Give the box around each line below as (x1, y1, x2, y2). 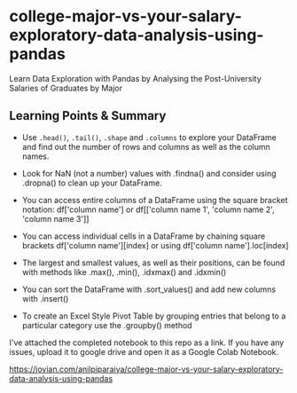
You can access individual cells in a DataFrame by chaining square (21, 231, 266, 241)
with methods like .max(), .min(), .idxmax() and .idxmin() (21, 266, 227, 277)
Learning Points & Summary (9, 108, 167, 123)
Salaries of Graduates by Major (9, 83, 122, 93)
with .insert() (21, 293, 69, 303)
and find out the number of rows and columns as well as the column (21, 141, 270, 152)
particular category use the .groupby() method (21, 319, 192, 330)
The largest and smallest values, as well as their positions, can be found (21, 257, 285, 268)
